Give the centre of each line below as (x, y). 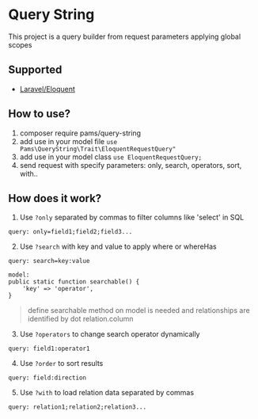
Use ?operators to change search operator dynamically (110, 334)
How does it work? (55, 198)
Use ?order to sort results (61, 364)
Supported (35, 70)
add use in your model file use (68, 141)
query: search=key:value (49, 261)
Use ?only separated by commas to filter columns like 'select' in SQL (132, 217)
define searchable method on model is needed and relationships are (139, 310)
